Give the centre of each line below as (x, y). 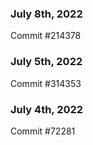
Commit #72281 (43, 131)
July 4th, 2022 (47, 109)
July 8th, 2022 (46, 14)
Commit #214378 (46, 36)
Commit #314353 (46, 83)
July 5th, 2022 (46, 62)
